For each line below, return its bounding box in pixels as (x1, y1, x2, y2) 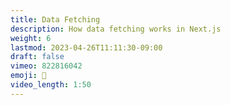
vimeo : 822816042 (10, 61, 83, 71)
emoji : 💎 (10, 71, 47, 81)
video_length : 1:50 (10, 80, 92, 90)
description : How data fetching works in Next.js (10, 24, 222, 34)
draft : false (10, 52, 65, 62)
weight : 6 (10, 33, 52, 43)
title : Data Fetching (10, 14, 101, 25)
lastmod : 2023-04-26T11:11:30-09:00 (10, 42, 163, 53)
